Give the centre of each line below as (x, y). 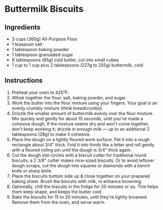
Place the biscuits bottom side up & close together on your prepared (81, 176)
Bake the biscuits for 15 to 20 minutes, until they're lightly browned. (80, 197)
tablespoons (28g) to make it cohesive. (51, 134)
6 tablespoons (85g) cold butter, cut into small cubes (65, 60)
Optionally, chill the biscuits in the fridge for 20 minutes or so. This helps (85, 186)
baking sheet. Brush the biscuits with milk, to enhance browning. (77, 181)
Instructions (24, 80)
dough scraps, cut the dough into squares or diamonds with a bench (81, 165)
